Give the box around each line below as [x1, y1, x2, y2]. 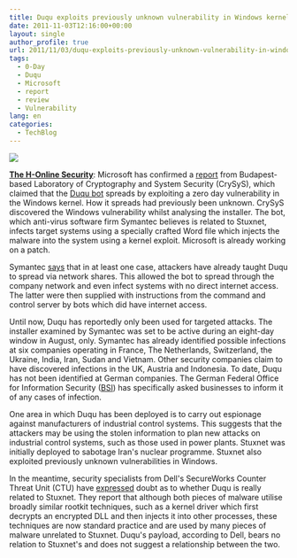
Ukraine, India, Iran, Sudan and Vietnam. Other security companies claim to [9, 353, 283, 364]
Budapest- [239, 169, 278, 180]
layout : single [9, 29, 65, 38]
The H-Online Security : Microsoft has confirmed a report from [9, 169, 238, 180]
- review [17, 95, 49, 105]
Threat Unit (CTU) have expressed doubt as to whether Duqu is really [9, 482, 263, 492]
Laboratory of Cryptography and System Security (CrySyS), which [34, 178, 276, 189]
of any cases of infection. [9, 391, 102, 402]
